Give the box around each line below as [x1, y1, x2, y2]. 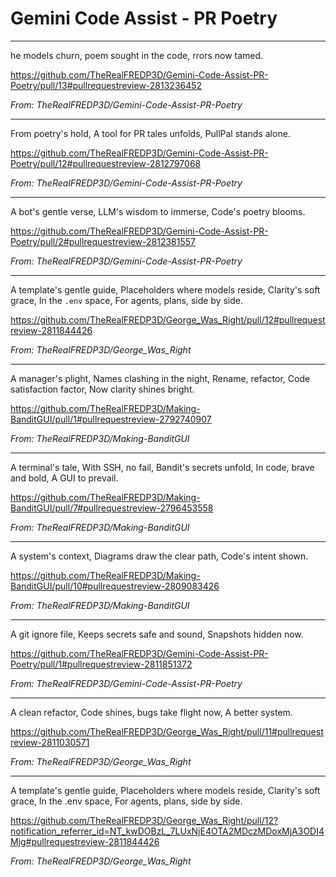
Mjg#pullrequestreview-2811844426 [10, 835, 160, 847]
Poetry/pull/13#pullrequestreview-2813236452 [10, 79, 203, 91]
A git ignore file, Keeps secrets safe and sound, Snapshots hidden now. [10, 628, 304, 640]
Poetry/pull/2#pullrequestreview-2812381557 [10, 235, 196, 247]
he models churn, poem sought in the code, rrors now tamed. [10, 49, 264, 61]
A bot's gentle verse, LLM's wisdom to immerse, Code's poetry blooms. [10, 205, 306, 217]
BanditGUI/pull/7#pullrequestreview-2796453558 [10, 502, 214, 514]
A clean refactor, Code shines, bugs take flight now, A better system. [10, 706, 293, 718]
